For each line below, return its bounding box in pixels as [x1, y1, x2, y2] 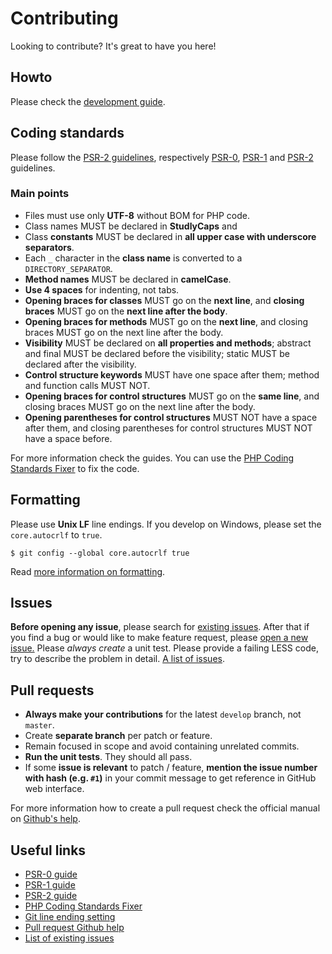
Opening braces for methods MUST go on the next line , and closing [24, 315, 309, 327]
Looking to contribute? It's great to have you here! [10, 40, 217, 52]
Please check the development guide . [10, 95, 166, 107]
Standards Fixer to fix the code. [10, 462, 140, 474]
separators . [24, 241, 75, 253]
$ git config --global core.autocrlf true [10, 548, 190, 558]
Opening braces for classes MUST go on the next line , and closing [24, 294, 305, 306]
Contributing [10, 7, 119, 30]
